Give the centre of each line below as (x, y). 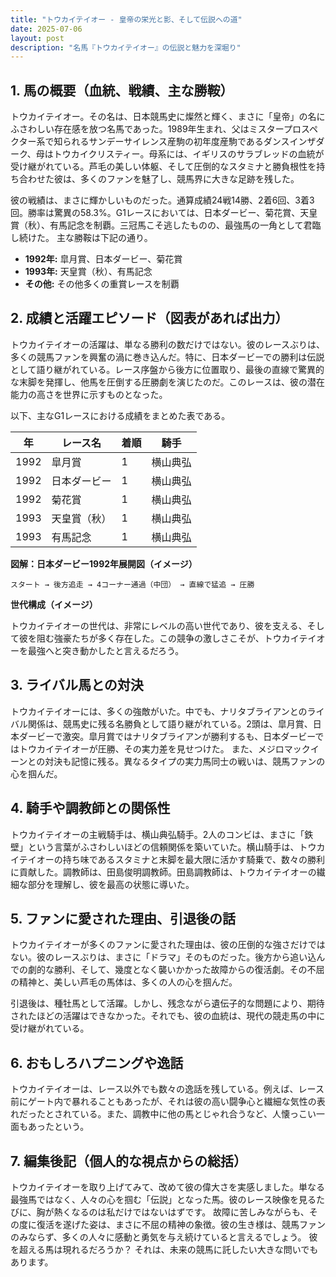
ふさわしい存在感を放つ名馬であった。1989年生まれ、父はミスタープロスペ (164, 129)
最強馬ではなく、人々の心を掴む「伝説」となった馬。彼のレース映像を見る (163, 1199)
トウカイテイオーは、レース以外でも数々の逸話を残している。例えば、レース (167, 1089)
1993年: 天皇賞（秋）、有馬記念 (88, 272)
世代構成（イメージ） (54, 604)
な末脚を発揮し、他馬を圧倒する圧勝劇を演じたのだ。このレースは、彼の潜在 (167, 382)
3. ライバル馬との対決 (77, 685)
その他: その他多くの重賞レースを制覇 (102, 284)
